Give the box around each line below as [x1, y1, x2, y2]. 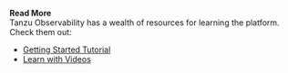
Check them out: [9, 27, 72, 37]
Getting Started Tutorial [22, 44, 111, 55]
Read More [9, 8, 52, 18]
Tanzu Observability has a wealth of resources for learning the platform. [9, 17, 280, 28]
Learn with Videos [22, 54, 91, 64]
